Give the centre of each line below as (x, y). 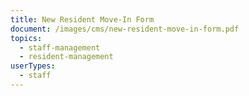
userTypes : (33, 66)
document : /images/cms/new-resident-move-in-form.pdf (125, 29)
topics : (26, 38)
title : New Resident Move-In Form (82, 19)
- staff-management (60, 47)
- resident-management (66, 57)
